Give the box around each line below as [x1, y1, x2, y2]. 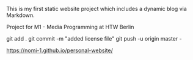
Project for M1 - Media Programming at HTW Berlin [6, 24, 134, 30]
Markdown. [6, 12, 35, 19]
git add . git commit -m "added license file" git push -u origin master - [6, 35, 182, 42]
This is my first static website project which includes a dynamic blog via [6, 5, 188, 12]
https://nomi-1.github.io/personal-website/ [6, 47, 113, 54]
